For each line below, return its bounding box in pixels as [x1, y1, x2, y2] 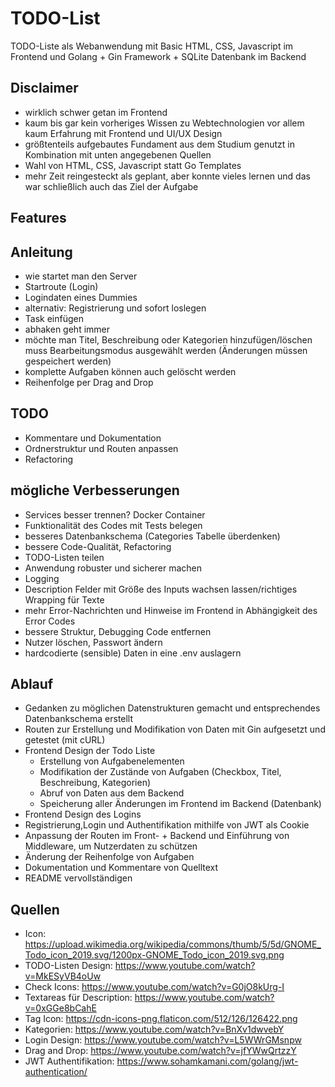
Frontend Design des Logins [24, 808, 142, 821]
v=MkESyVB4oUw [24, 970, 102, 982]
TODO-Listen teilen [24, 551, 105, 563]
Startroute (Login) [24, 280, 99, 292]
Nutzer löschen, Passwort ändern [24, 636, 163, 648]
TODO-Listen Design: [24, 960, 113, 972]
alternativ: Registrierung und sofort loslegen [24, 302, 207, 314]
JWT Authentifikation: [24, 1055, 115, 1067]
